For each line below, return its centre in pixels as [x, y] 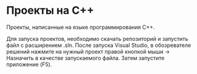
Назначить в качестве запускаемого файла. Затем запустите [85, 58]
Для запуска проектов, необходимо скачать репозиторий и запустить [97, 39]
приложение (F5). [29, 64]
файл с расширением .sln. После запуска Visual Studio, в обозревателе [99, 45]
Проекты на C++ [50, 11]
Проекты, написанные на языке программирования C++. [81, 27]
